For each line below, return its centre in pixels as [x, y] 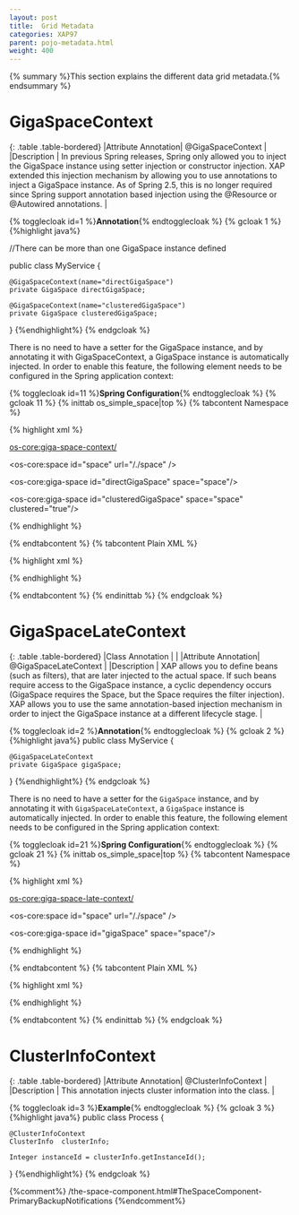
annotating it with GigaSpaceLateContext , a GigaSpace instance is [127, 808]
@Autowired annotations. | [58, 204]
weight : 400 [31, 51]
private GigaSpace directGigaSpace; [77, 290]
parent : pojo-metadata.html [62, 43]
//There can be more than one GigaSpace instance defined [118, 248]
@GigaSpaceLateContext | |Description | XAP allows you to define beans [144, 666]
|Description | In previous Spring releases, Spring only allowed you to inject [148, 157]
